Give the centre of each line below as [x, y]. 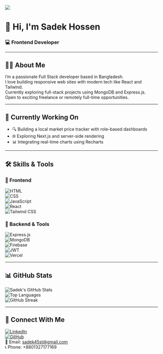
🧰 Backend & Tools [27, 224]
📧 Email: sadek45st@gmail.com [36, 342]
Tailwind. [14, 87]
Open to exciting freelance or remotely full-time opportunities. [67, 97]
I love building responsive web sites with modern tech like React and [73, 82]
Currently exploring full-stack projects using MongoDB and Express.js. [75, 92]
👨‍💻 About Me [25, 65]
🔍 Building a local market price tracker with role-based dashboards [80, 129]
